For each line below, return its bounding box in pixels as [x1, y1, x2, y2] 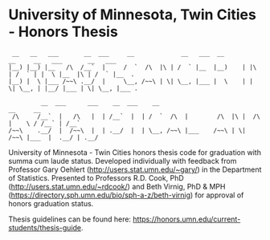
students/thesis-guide [8, 222, 82, 232]
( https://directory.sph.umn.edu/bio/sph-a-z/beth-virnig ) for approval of [8, 190, 244, 200]
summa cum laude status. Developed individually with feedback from [8, 156, 237, 165]
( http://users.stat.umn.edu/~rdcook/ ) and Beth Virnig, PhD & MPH [8, 181, 226, 191]
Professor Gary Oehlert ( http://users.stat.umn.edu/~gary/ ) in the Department [8, 165, 262, 174]
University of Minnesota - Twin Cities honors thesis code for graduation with [8, 147, 261, 157]
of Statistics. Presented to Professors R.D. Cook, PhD [8, 173, 185, 182]
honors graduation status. [8, 198, 94, 208]
